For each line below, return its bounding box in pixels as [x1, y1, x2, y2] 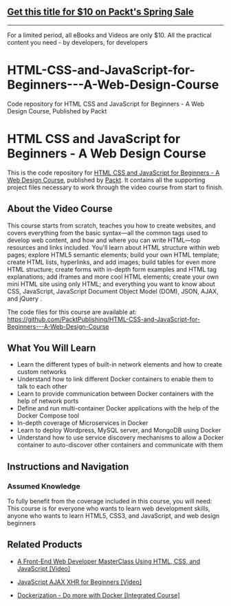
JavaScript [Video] [16, 564, 71, 572]
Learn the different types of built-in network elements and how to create [16, 360, 222, 369]
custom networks [16, 368, 67, 376]
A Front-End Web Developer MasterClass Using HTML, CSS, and [16, 557, 201, 565]
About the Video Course [7, 203, 113, 215]
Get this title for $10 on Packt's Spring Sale [7, 6, 194, 18]
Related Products [7, 539, 82, 550]
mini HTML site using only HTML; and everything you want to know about [7, 279, 215, 288]
